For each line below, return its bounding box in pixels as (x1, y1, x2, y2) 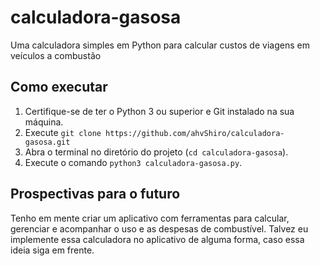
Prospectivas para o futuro (10, 186, 181, 203)
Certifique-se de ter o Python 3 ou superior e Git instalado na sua (24, 105, 295, 117)
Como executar (10, 79, 108, 96)
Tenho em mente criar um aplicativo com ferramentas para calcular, (10, 212, 290, 224)
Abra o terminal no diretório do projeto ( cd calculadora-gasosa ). (24, 146, 289, 158)
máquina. (24, 116, 64, 128)
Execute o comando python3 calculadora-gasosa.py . (24, 156, 243, 168)
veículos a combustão (10, 49, 102, 61)
